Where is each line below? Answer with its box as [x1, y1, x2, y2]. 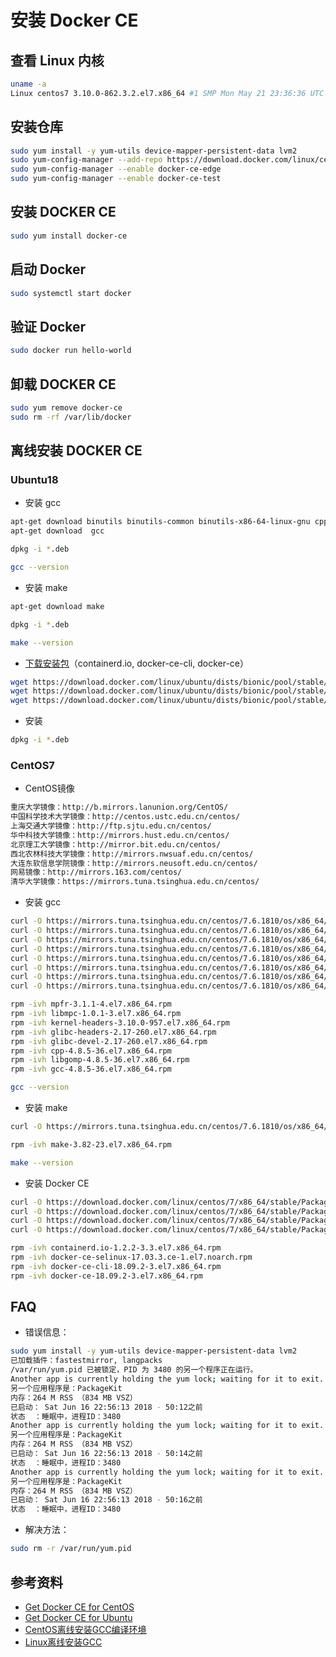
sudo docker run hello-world [10, 346, 132, 356]
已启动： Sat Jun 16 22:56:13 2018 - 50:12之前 [10, 1402, 203, 1412]
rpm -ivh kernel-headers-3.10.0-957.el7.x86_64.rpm [10, 1017, 230, 1028]
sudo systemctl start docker [10, 288, 132, 298]
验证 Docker [10, 318, 87, 335]
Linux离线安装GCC [24, 1636, 103, 1648]
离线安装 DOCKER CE [10, 442, 143, 460]
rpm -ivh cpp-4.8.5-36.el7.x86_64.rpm [10, 1046, 172, 1056]
